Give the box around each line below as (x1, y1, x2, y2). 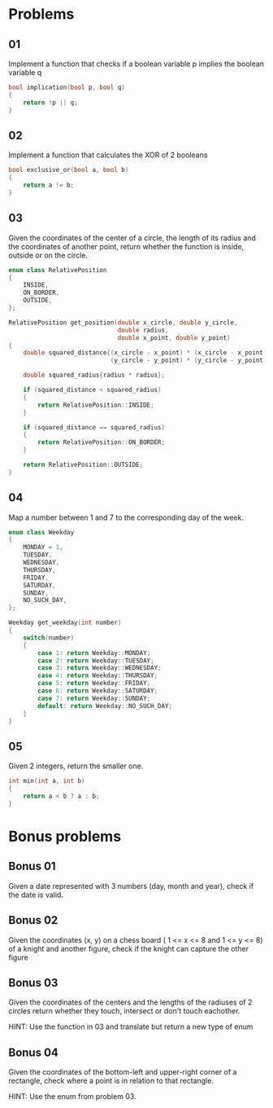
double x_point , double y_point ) (117, 333, 231, 342)
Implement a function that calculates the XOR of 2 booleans (8, 150, 208, 160)
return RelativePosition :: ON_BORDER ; (37, 438, 165, 446)
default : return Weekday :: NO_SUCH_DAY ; (37, 701, 173, 710)
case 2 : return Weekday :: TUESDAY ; (37, 657, 154, 665)
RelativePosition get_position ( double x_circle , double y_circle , (8, 319, 238, 327)
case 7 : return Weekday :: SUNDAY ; (37, 694, 151, 702)
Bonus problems (8, 827, 122, 846)
